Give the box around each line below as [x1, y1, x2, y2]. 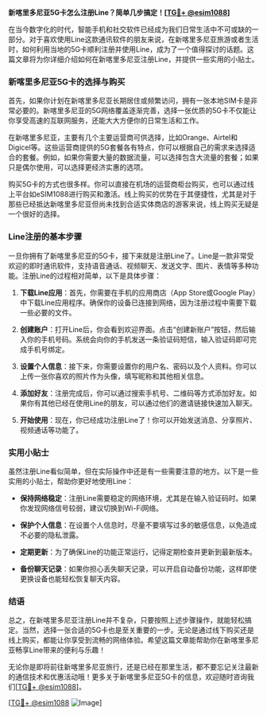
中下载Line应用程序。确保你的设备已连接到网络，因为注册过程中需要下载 [19, 298, 257, 307]
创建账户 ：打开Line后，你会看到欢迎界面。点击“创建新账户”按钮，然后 [19, 324, 249, 334]
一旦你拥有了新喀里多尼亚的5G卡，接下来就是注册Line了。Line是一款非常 [8, 251, 248, 260]
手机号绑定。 [26, 344, 69, 354]
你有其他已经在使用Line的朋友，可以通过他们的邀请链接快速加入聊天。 [26, 398, 257, 408]
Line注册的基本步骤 [8, 231, 83, 242]
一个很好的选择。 [8, 209, 64, 219]
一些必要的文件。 [19, 307, 76, 317]
